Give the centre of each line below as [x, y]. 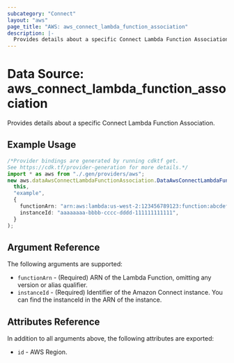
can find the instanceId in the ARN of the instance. [89, 300]
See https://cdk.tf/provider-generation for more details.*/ [98, 167]
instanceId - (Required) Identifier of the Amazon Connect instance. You [120, 293]
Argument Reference [54, 247]
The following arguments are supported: [65, 264]
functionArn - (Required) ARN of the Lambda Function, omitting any [114, 278]
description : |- [31, 33]
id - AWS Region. [42, 352]
